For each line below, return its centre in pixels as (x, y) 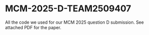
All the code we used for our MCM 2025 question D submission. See (74, 22)
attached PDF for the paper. (33, 27)
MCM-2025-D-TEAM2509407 (68, 9)
